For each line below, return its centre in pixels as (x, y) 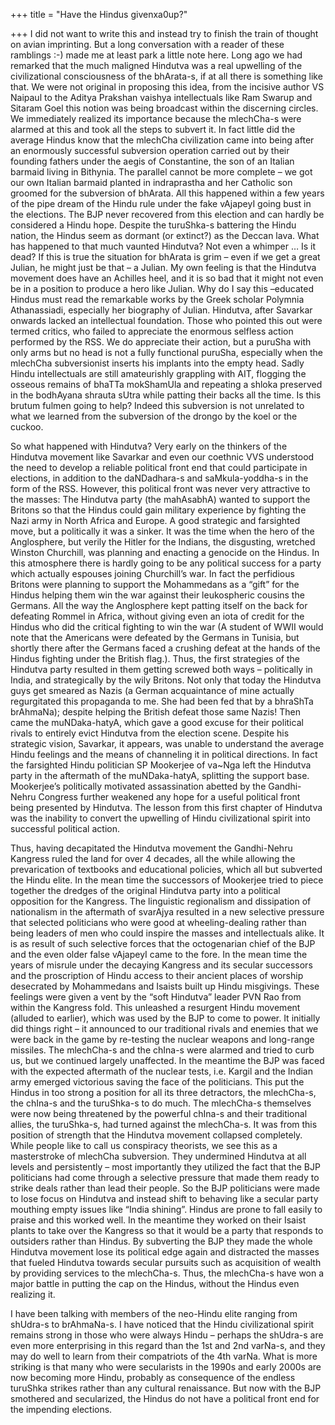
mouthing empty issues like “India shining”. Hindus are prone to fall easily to (166, 1209)
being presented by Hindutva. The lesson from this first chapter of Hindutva (166, 807)
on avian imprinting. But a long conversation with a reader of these (147, 44)
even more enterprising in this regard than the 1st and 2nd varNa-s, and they (168, 1345)
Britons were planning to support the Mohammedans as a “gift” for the (155, 584)
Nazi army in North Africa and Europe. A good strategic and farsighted (155, 520)
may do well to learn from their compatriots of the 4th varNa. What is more (164, 1356)
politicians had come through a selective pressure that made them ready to (165, 1177)
